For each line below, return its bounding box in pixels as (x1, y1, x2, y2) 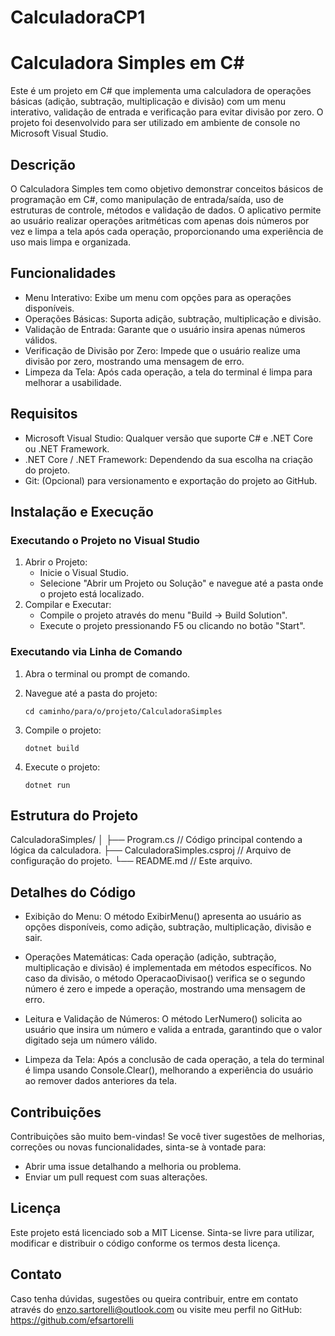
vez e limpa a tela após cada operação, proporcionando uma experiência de (10, 225, 324, 237)
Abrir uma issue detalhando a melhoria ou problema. (24, 1160, 242, 1172)
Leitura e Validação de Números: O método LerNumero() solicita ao (24, 1013, 303, 1025)
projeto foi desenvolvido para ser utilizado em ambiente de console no (10, 117, 301, 129)
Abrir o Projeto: (24, 556, 88, 568)
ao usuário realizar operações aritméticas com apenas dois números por (10, 214, 310, 226)
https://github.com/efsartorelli (10, 1314, 134, 1326)
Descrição (10, 156, 76, 173)
